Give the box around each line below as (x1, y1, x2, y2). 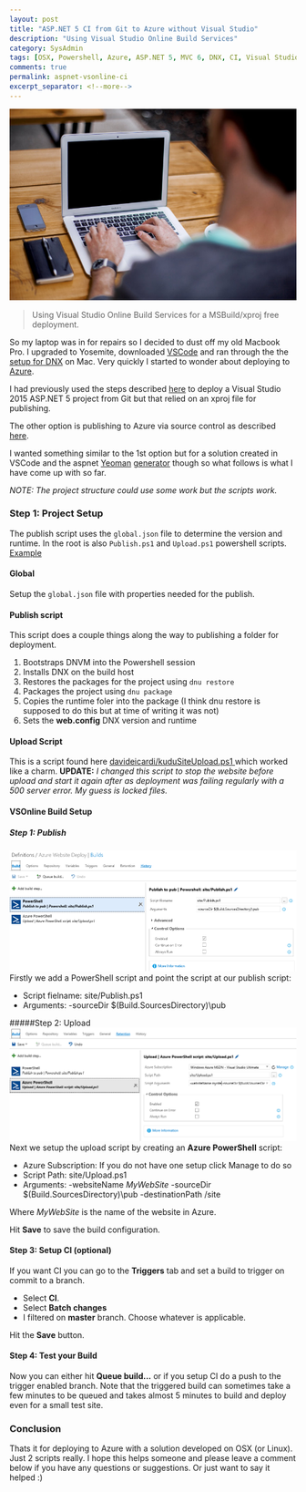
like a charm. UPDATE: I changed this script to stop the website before (9, 766, 274, 777)
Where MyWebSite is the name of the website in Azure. (9, 1206, 217, 1217)
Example (9, 547, 43, 558)
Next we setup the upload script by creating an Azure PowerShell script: (9, 1142, 283, 1153)
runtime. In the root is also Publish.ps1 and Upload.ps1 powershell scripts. (9, 538, 287, 549)
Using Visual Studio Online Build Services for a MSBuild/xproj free (31, 309, 280, 320)
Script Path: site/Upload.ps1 (22, 1169, 127, 1180)
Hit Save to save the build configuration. (9, 1224, 161, 1235)
